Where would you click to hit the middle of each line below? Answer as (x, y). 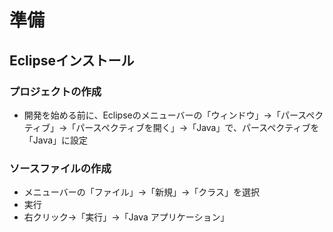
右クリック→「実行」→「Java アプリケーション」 (126, 217)
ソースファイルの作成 (60, 168)
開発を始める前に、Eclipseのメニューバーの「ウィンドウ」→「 (152, 115)
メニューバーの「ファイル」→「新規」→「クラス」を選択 (142, 192)
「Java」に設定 (56, 140)
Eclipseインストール (72, 60)
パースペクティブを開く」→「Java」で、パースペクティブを (197, 127)
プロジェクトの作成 (55, 91)
